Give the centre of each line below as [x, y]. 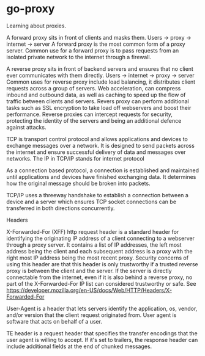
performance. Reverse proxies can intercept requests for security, [90, 114]
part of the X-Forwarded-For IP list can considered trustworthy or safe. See [101, 283]
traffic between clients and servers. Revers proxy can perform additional [98, 101]
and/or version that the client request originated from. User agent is [91, 315]
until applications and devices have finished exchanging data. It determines [101, 176]
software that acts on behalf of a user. [54, 321]
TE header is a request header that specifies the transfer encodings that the [102, 333]
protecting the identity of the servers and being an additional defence [94, 120]
